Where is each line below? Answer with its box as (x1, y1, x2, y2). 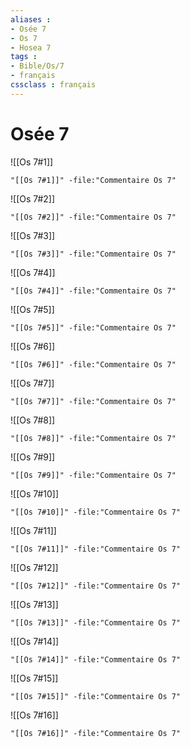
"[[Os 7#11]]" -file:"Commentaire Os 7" (10, 544, 182, 554)
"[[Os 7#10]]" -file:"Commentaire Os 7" (10, 507, 182, 517)
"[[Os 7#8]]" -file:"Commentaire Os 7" (10, 433, 177, 443)
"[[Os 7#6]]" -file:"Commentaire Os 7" (10, 359, 177, 370)
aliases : (10, 14, 52, 25)
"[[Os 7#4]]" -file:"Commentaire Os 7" (10, 286, 177, 296)
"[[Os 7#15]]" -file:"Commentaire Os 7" (10, 691, 182, 701)
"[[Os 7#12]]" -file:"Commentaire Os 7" (10, 581, 182, 591)
